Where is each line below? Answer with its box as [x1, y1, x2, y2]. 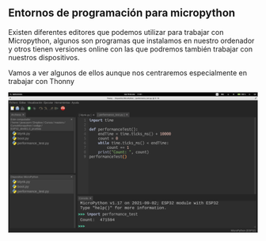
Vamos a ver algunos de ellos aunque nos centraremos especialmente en [8, 67, 248, 78]
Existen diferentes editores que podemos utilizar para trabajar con [8, 27, 224, 36]
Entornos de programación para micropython [8, 6, 236, 20]
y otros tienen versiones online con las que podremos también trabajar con [8, 44, 253, 54]
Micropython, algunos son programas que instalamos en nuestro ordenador [8, 36, 255, 45]
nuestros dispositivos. [8, 52, 80, 62]
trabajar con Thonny [8, 76, 75, 86]
